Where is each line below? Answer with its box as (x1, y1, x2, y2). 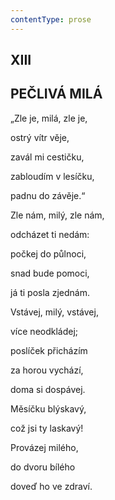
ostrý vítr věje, (10, 131, 70, 143)
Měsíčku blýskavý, (10, 402, 87, 415)
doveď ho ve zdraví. (10, 480, 93, 492)
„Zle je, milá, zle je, (10, 112, 88, 124)
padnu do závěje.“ (10, 189, 86, 201)
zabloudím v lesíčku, (10, 170, 95, 182)
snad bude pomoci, (10, 267, 90, 279)
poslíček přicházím (10, 344, 88, 356)
